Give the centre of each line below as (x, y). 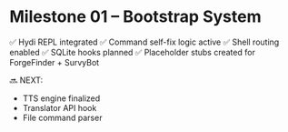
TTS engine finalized (61, 98)
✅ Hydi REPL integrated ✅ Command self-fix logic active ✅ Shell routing (144, 42)
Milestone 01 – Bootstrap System (135, 17)
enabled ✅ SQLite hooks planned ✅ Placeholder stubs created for (133, 52)
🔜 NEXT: (26, 80)
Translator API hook (60, 107)
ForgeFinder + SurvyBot (55, 62)
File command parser (62, 117)
